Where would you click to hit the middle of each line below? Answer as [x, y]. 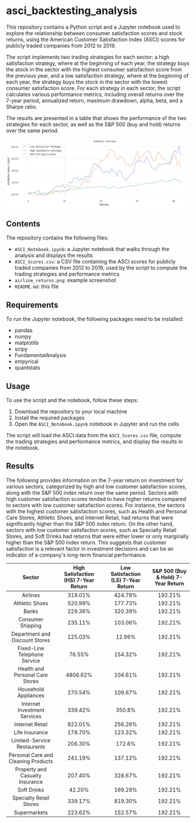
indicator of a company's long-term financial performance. [77, 555]
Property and [31, 769]
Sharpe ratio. [22, 107]
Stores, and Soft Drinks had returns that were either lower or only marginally [97, 536]
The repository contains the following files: [57, 238]
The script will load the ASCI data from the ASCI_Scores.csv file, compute [94, 435]
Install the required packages [49, 417]
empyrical [27, 362]
